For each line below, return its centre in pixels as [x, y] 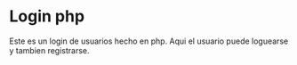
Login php [47, 16]
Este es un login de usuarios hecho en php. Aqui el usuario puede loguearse [149, 41]
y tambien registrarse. [50, 50]
